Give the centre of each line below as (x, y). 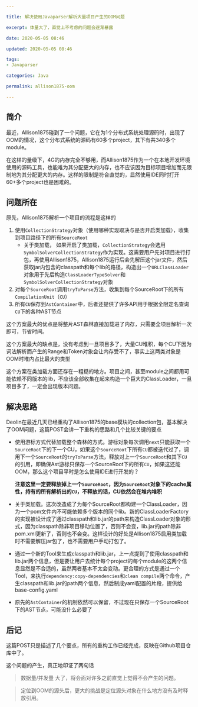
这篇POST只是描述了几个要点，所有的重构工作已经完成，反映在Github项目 (96, 645)
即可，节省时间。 (27, 331)
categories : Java (27, 76)
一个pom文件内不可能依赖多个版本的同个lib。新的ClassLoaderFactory (104, 512)
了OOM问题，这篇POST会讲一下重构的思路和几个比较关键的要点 (84, 430)
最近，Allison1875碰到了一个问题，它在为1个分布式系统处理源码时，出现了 (96, 132)
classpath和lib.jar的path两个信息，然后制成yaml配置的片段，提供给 (101, 583)
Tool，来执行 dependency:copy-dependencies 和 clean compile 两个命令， (100, 576)
